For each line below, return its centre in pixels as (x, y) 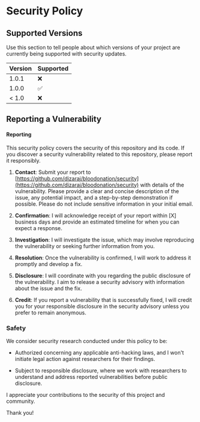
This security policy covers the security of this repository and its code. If (96, 148)
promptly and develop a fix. (48, 264)
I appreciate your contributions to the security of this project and (86, 395)
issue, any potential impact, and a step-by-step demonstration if (94, 197)
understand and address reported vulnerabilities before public (91, 377)
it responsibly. (23, 160)
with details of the (162, 185)
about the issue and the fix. (48, 288)
